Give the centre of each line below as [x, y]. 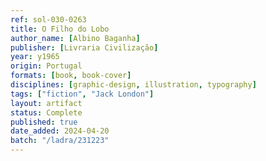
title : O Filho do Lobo [60, 29]
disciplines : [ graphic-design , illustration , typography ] [133, 85]
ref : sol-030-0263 [48, 19]
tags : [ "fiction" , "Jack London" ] [82, 94]
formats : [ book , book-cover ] [71, 76]
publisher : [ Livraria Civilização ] [84, 47]
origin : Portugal [46, 66]
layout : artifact [46, 103]
